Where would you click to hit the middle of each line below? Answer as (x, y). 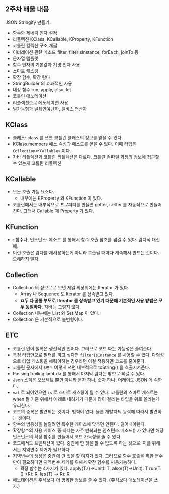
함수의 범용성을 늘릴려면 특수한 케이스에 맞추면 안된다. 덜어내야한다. (79, 424)
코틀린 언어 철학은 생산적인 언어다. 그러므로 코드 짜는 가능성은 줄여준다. (82, 348)
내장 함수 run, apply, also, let (42, 89)
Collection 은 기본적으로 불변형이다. (48, 319)
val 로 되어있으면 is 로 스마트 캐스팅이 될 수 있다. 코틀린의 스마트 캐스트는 (85, 392)
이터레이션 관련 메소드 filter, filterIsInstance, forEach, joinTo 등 (75, 52)
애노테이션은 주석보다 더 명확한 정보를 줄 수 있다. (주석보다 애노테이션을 (82, 480)
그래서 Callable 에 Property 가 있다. (59, 211)
